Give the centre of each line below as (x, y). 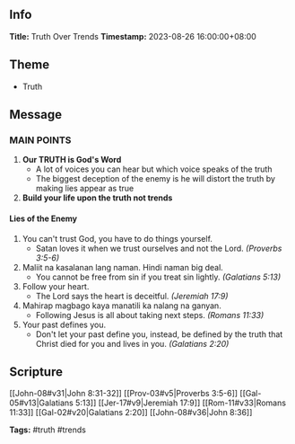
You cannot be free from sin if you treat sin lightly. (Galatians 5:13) (158, 277)
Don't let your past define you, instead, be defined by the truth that (159, 334)
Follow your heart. (56, 286)
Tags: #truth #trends (48, 430)
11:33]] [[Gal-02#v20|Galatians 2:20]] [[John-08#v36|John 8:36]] (131, 413)
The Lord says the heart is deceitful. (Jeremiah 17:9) (132, 296)
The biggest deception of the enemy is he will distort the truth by (156, 179)
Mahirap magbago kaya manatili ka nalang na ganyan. (121, 306)
